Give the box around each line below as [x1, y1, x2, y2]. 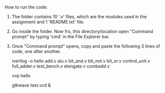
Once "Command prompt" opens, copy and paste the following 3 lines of [11, 43, 160, 49]
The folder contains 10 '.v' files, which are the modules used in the [11, 14, 147, 19]
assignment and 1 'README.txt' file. [11, 19, 85, 25]
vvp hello [11, 73, 31, 78]
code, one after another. [11, 49, 61, 54]
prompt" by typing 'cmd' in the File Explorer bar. [11, 34, 110, 39]
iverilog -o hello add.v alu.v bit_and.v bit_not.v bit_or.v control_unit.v [11, 58, 150, 63]
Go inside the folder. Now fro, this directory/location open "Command [11, 29, 154, 34]
